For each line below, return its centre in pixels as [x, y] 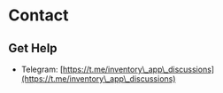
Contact [38, 15]
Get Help [33, 48]
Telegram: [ [42, 69]
